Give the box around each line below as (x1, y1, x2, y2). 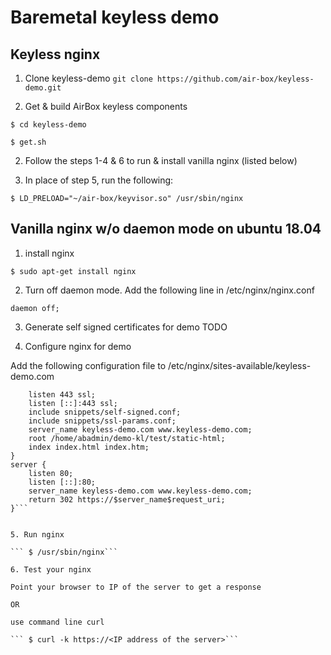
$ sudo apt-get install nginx (10, 266, 137, 276)
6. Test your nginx (10, 564, 92, 575)
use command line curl (10, 617, 105, 627)
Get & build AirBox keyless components (24, 101, 188, 112)
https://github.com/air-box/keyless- (157, 74, 315, 84)
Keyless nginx (10, 46, 101, 63)
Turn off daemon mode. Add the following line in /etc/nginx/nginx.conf (24, 284, 315, 296)
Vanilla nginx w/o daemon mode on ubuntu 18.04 (10, 221, 322, 238)
